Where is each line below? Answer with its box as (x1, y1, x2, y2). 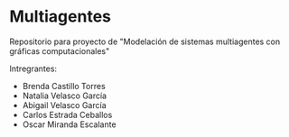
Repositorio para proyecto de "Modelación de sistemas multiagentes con (9, 36, 281, 47)
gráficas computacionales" (9, 45, 110, 56)
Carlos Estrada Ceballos (22, 109, 113, 120)
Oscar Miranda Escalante (22, 119, 117, 130)
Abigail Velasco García (22, 99, 107, 110)
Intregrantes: (9, 63, 57, 74)
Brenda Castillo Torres (22, 80, 106, 91)
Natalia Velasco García (22, 90, 107, 101)
